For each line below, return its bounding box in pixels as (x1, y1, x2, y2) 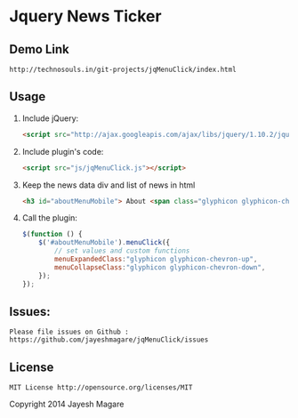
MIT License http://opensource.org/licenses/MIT (9, 383, 193, 392)
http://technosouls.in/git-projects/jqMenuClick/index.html (9, 65, 238, 74)
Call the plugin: (21, 213, 78, 223)
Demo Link (9, 42, 69, 57)
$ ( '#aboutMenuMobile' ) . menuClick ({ (38, 238, 171, 247)
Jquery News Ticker (9, 6, 162, 27)
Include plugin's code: (21, 146, 104, 157)
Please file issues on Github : (9, 327, 129, 337)
